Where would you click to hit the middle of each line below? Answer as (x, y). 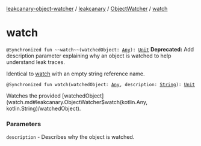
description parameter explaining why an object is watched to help (89, 56)
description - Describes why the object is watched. (70, 137)
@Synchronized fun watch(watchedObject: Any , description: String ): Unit (101, 84)
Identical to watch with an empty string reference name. (76, 74)
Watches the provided (34, 96)
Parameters (23, 124)
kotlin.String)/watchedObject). (44, 108)
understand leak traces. (36, 62)
